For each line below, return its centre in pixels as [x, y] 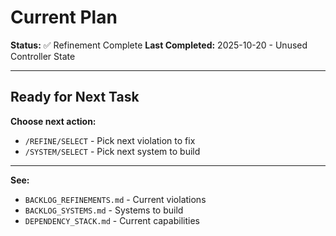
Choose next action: [53, 121]
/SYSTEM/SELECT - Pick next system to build [112, 151]
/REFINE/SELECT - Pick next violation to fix [110, 140]
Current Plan [64, 17]
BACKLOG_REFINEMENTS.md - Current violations [115, 199]
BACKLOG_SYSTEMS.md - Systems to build [104, 210]
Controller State [43, 56]
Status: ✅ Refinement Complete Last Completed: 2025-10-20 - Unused [159, 45]
